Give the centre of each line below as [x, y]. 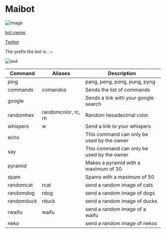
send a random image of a [116, 209]
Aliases [61, 73]
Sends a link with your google [120, 97]
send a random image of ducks [121, 201]
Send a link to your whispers [118, 126]
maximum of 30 [104, 169]
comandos [54, 90]
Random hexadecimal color [117, 115]
